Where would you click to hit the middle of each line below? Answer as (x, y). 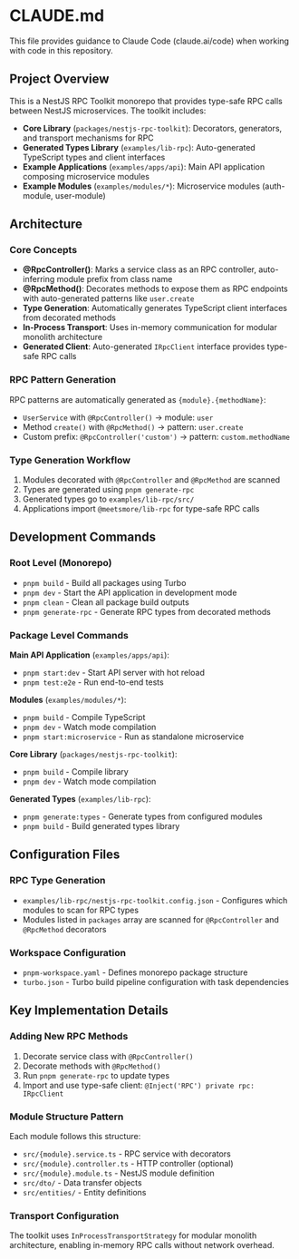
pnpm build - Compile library (75, 772)
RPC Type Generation (58, 881)
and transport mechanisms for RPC (88, 138)
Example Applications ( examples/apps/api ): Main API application (144, 166)
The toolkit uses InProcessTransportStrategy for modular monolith (133, 1235)
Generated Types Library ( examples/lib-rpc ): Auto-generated (139, 147)
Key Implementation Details (89, 1011)
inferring (39, 279)
